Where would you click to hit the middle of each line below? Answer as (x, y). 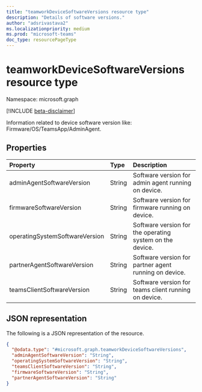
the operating (152, 232)
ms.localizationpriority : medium (48, 29)
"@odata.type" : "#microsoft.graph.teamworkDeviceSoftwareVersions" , (99, 350)
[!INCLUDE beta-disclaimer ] (41, 111)
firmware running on (162, 207)
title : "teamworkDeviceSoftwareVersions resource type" (78, 12)
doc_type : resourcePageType (41, 40)
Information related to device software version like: (69, 122)
